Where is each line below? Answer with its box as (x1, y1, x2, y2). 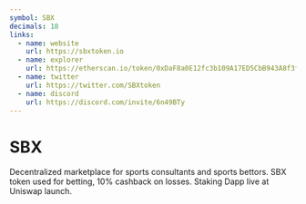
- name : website (17, 38, 79, 48)
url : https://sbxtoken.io (25, 47, 125, 56)
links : (9, 30, 35, 39)
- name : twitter (17, 73, 79, 82)
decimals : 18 (9, 22, 59, 31)
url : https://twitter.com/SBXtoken (25, 81, 161, 90)
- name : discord (17, 89, 79, 98)
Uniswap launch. (9, 186, 73, 197)
